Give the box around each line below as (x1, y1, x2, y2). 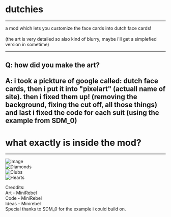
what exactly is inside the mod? (5, 137, 141, 148)
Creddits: (5, 184, 24, 191)
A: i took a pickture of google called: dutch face (5, 77, 159, 85)
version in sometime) (5, 41, 49, 47)
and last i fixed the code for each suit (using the (5, 108, 159, 117)
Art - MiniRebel (5, 190, 37, 196)
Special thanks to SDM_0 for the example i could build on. (5, 206, 126, 212)
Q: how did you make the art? (5, 61, 100, 70)
